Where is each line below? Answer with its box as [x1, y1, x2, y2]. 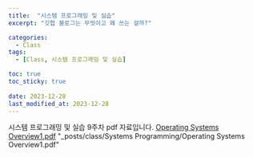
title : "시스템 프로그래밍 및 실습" [8, 11, 116, 20]
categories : [8, 33, 48, 41]
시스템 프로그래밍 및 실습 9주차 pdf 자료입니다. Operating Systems [8, 123, 219, 132]
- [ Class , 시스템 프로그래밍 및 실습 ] [15, 56, 127, 64]
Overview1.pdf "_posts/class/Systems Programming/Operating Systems [8, 131, 246, 141]
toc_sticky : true [8, 77, 66, 85]
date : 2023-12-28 [8, 92, 66, 100]
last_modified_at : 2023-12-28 [8, 100, 110, 108]
